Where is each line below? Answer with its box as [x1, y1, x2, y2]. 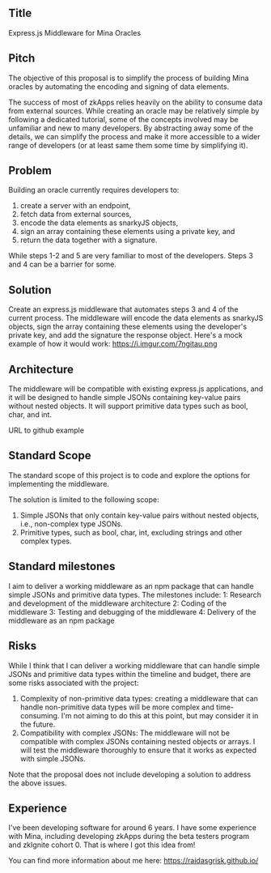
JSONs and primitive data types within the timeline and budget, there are [8, 669, 251, 679]
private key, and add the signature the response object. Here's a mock [8, 330, 243, 340]
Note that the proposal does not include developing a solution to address [8, 769, 252, 779]
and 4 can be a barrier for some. [8, 259, 117, 270]
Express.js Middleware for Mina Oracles [8, 28, 142, 37]
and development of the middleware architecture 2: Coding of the [8, 598, 227, 608]
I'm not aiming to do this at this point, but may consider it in [61, 710, 259, 720]
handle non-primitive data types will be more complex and [19, 702, 214, 712]
